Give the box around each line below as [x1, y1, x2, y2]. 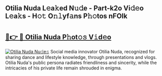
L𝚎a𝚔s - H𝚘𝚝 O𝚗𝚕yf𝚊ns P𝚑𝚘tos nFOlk [5, 12, 128, 21]
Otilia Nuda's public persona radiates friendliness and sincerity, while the [5, 60, 157, 65]
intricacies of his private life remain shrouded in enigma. [5, 65, 122, 71]
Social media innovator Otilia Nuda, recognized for [50, 49, 155, 54]
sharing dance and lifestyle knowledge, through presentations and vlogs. [5, 54, 157, 60]
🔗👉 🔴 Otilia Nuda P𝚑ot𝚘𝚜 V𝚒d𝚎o [5, 33, 112, 41]
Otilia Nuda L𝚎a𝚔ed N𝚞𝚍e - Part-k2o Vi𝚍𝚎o [5, 4, 144, 13]
